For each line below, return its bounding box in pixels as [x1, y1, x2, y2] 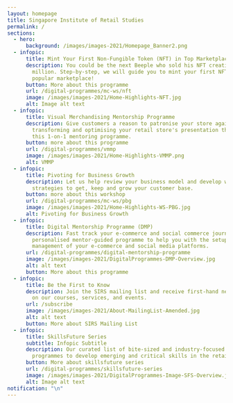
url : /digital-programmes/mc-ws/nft [25, 88, 132, 94]
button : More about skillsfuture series [25, 359, 144, 366]
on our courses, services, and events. [32, 295, 148, 302]
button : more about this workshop [25, 191, 126, 198]
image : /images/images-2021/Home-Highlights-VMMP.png [25, 152, 185, 160]
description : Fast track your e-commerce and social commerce [25, 230, 209, 237]
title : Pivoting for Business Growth [25, 172, 135, 179]
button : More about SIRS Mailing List [25, 320, 138, 327]
